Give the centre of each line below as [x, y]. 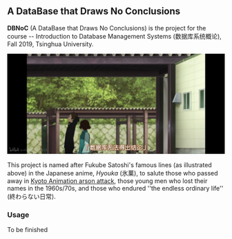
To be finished [28, 230]
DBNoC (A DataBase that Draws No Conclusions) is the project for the [107, 28]
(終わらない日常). [32, 197]
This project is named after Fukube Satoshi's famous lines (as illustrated [109, 165]
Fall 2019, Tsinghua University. [50, 44]
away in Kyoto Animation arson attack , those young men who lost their [107, 181]
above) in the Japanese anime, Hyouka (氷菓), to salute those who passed [113, 173]
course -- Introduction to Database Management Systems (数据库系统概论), [115, 36]
